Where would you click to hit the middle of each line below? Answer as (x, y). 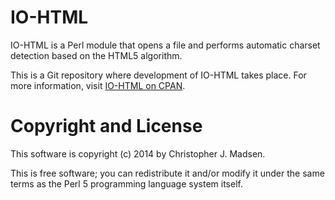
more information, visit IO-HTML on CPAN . (98, 85)
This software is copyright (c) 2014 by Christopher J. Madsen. (138, 153)
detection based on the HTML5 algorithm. (96, 55)
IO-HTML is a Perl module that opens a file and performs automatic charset (165, 45)
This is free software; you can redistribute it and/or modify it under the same (167, 173)
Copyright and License (106, 126)
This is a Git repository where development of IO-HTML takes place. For (158, 75)
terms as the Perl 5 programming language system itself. (126, 183)
